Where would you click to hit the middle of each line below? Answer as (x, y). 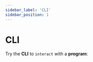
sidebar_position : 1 (27, 15)
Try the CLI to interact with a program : (47, 54)
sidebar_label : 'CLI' (28, 10)
